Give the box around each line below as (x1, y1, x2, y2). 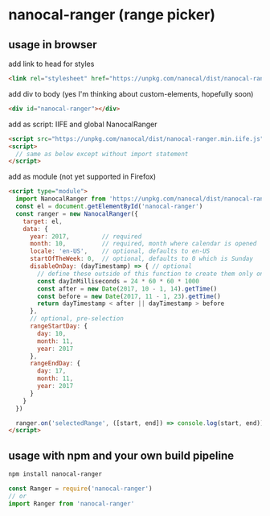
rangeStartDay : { (29, 322, 88, 330)
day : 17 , (37, 367, 67, 375)
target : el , (22, 217, 63, 225)
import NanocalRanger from (15, 195, 106, 203)
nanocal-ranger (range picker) (8, 6, 215, 24)
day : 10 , (37, 329, 67, 337)
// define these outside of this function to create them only (37, 270, 253, 278)
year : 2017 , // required (29, 232, 142, 241)
